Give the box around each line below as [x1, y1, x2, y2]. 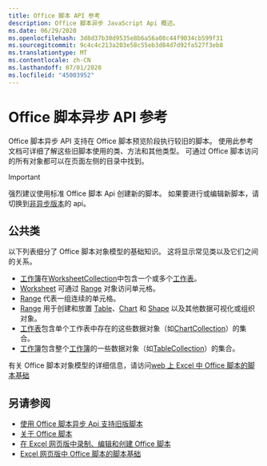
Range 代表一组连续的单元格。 [19, 293, 121, 304]
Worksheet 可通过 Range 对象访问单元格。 [19, 284, 160, 293]
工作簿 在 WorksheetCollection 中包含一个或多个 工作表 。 [19, 273, 201, 284]
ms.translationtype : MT [8, 49, 88, 57]
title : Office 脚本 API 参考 [8, 11, 101, 20]
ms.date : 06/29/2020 [8, 26, 78, 34]
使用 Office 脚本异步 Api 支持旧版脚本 [19, 419, 144, 428]
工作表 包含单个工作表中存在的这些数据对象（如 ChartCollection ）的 [19, 324, 240, 333]
